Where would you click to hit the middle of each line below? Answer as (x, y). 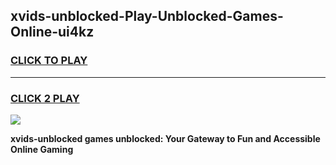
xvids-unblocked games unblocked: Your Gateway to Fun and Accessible (165, 138)
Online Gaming (42, 149)
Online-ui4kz (52, 32)
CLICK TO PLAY (49, 61)
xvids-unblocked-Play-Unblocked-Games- (147, 16)
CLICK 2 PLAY (45, 98)
